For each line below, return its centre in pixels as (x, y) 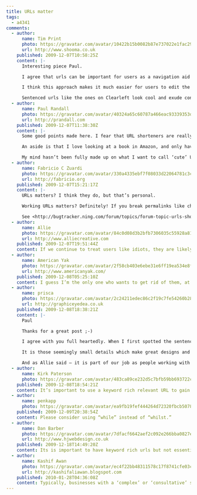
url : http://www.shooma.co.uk (58, 50)
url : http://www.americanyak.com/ (64, 271)
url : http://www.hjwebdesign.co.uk (65, 439)
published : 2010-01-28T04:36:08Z (57, 477)
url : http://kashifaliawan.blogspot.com (72, 472)
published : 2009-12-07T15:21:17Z (57, 185)
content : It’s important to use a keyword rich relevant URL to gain (103, 390)
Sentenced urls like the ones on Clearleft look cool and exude (102, 98)
